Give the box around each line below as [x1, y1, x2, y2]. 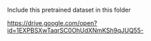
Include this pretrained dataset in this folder [7, 6, 131, 14]
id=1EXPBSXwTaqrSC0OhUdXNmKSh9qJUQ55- [7, 27, 144, 34]
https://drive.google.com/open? [7, 19, 98, 27]
